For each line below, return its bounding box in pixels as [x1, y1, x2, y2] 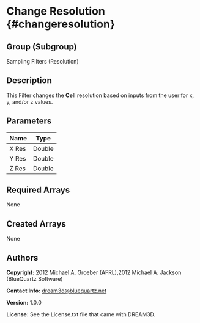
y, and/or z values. [6, 98, 53, 105]
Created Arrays [6, 219, 66, 229]
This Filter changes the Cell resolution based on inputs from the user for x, [6, 92, 194, 99]
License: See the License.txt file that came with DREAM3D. [6, 311, 156, 318]
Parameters [6, 116, 52, 126]
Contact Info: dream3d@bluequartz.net [6, 287, 107, 294]
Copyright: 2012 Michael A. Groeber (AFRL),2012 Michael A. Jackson [6, 269, 182, 276]
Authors [6, 252, 39, 263]
